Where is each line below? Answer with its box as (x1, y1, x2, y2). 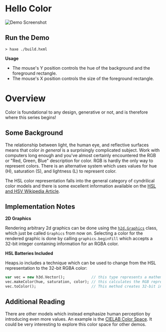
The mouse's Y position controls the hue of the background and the (12, 65, 150, 71)
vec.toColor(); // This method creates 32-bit (5, 284, 156, 289)
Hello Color (5, 3, 52, 14)
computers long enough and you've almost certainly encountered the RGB (5, 152, 157, 158)
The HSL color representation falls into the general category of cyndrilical (5, 177, 155, 183)
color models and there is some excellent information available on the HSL (5, 183, 157, 189)
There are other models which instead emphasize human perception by (5, 311, 151, 317)
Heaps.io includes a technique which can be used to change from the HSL (5, 260, 157, 266)
